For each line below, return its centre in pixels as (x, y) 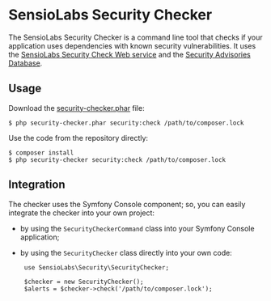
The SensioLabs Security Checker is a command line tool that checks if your (135, 37)
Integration (37, 185)
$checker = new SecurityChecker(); (84, 282)
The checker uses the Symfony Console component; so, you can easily (127, 204)
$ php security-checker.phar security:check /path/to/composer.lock (126, 123)
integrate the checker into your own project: (82, 213)
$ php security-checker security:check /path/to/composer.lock (117, 159)
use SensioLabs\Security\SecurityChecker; (97, 267)
